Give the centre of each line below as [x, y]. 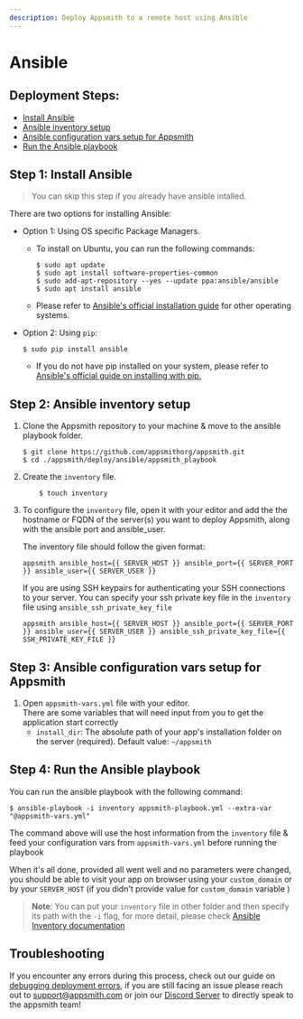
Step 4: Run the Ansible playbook [105, 770]
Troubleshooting [57, 954]
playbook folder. [53, 435]
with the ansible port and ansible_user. [94, 529]
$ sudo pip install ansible [75, 350]
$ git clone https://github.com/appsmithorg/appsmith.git [133, 453]
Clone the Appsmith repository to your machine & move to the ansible [151, 426]
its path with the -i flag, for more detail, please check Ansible [146, 916]
